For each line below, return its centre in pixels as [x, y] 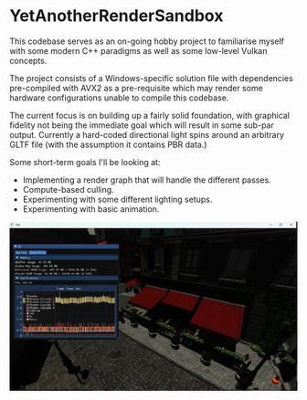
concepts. [28, 60]
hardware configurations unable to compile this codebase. [119, 98]
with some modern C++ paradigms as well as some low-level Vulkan [138, 50]
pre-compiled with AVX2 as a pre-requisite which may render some [136, 88]
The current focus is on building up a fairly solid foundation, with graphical [150, 115]
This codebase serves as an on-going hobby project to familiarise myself [147, 41]
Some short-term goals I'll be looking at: [85, 162]
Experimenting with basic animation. [91, 209]
